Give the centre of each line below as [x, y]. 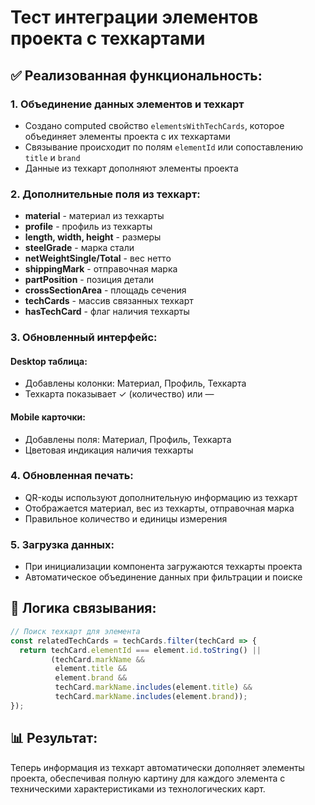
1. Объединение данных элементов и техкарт [127, 104]
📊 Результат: [54, 738]
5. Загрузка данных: [62, 544]
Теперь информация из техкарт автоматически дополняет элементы [157, 767]
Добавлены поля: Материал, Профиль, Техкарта [128, 439]
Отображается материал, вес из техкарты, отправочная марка [159, 508]
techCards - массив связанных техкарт [109, 301]
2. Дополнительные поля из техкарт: [105, 194]
